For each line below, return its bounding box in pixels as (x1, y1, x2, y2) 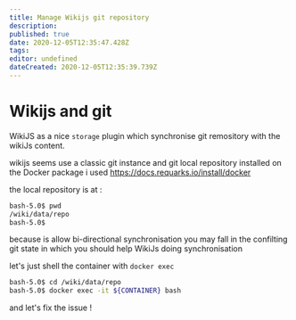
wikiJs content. (9, 140, 65, 151)
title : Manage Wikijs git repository (9, 12, 150, 22)
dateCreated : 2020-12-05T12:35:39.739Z (9, 63, 158, 72)
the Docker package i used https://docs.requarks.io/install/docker (9, 167, 251, 177)
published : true (9, 29, 70, 38)
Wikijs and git (9, 102, 112, 121)
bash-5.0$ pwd (9, 201, 62, 210)
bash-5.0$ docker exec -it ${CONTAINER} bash (9, 286, 181, 295)
